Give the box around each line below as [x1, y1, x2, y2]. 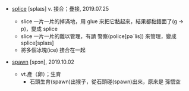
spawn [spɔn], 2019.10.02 [11, 58, 74, 65]
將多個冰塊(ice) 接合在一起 [20, 46, 86, 54]
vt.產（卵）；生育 [20, 71, 61, 77]
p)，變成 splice [20, 26, 58, 32]
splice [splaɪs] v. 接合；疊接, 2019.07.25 [11, 5, 109, 12]
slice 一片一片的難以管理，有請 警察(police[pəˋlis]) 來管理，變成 [20, 33, 177, 40]
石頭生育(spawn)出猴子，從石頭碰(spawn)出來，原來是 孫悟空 [29, 78, 181, 85]
